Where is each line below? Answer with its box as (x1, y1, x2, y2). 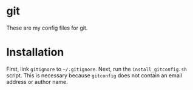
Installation (6, 45, 64, 59)
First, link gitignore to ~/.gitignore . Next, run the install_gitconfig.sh (6, 65, 187, 72)
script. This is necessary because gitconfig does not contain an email (6, 71, 183, 79)
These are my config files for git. (6, 24, 88, 31)
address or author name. (6, 78, 68, 85)
